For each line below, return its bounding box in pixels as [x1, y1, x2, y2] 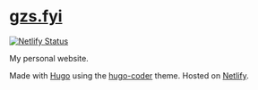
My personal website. [9, 53, 90, 63]
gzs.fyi [9, 6, 63, 27]
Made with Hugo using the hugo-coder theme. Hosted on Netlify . [9, 70, 249, 81]
